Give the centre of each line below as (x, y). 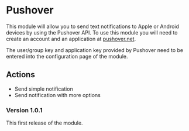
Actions (20, 75)
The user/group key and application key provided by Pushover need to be (94, 50)
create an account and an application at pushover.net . (71, 39)
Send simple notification (44, 89)
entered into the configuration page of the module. (67, 56)
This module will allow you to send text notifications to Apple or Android (93, 26)
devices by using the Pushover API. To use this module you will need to (92, 32)
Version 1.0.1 (24, 110)
